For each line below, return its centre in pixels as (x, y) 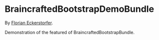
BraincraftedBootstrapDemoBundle (79, 9)
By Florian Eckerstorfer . (29, 23)
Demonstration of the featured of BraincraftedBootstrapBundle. (70, 32)
